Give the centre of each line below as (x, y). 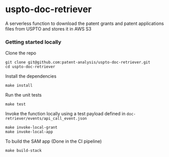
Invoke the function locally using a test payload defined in (65, 114)
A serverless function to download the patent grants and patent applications (85, 23)
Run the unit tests (24, 95)
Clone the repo (21, 53)
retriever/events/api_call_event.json (46, 119)
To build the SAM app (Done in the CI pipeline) (54, 141)
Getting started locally (33, 42)
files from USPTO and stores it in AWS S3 (48, 28)
